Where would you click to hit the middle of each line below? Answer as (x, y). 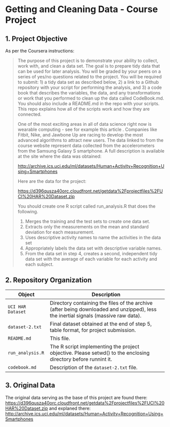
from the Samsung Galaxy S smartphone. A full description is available (91, 151)
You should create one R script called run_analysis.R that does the (87, 206)
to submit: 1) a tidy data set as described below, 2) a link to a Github (88, 82)
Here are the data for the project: (52, 181)
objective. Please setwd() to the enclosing (100, 353)
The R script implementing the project (95, 346)
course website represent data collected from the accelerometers (86, 146)
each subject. (39, 264)
